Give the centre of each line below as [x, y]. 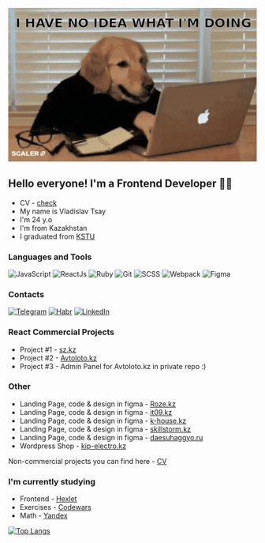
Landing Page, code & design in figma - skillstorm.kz [105, 429]
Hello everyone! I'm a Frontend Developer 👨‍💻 [120, 184]
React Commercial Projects [62, 332]
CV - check [38, 202]
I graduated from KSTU [57, 236]
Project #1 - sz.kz [48, 349]
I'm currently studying [52, 481]
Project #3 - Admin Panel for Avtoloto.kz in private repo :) [113, 366]
